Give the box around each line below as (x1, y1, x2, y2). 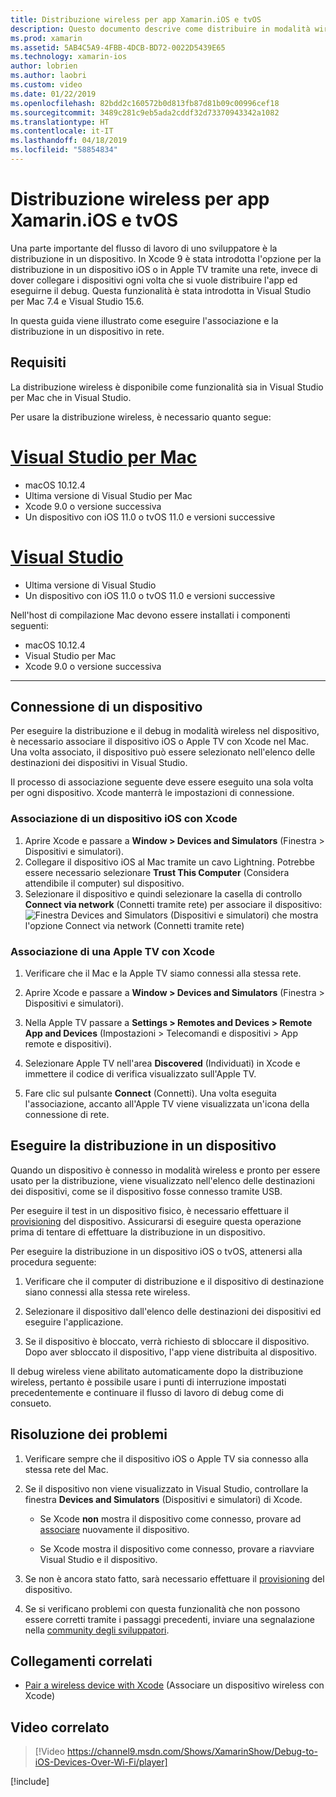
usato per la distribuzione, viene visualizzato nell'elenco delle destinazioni (10, 1174, 315, 1186)
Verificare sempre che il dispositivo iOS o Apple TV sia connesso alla (24, 1452, 309, 1465)
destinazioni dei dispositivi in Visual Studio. (10, 757, 188, 769)
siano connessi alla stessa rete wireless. (24, 1286, 191, 1298)
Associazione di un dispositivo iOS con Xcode (10, 812, 238, 826)
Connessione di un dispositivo (10, 698, 203, 715)
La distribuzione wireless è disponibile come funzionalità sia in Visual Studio (10, 381, 324, 393)
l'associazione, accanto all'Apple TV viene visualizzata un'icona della (24, 1097, 310, 1110)
